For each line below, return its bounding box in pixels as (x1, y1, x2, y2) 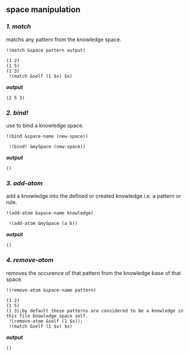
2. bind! (6, 109, 28, 117)
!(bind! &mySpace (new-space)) (8, 143, 86, 149)
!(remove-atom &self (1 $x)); (8, 318, 83, 324)
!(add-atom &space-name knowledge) (6, 210, 94, 216)
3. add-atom (6, 179, 43, 187)
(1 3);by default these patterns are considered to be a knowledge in (6, 308, 184, 313)
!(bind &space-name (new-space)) (6, 133, 89, 139)
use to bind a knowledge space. (6, 122, 84, 129)
